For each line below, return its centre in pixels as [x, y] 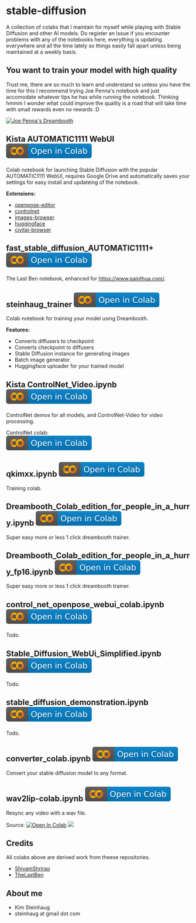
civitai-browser [33, 230]
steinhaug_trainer [39, 304]
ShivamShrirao [32, 869]
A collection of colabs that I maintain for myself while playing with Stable [94, 27]
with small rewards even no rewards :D [53, 109]
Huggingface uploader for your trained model [69, 366]
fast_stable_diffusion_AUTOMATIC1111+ [80, 248]
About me [24, 893]
